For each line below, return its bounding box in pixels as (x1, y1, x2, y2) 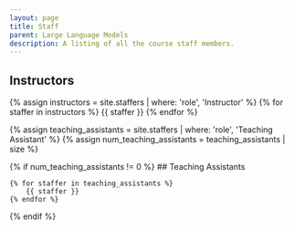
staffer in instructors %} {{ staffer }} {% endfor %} (9, 107, 198, 118)
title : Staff (9, 22, 59, 31)
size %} (9, 143, 39, 155)
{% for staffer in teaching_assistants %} (9, 179, 173, 188)
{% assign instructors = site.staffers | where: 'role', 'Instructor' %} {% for (9, 97, 284, 108)
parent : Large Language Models (9, 30, 129, 39)
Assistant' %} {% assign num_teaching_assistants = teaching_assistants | (9, 134, 286, 145)
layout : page (9, 13, 59, 23)
